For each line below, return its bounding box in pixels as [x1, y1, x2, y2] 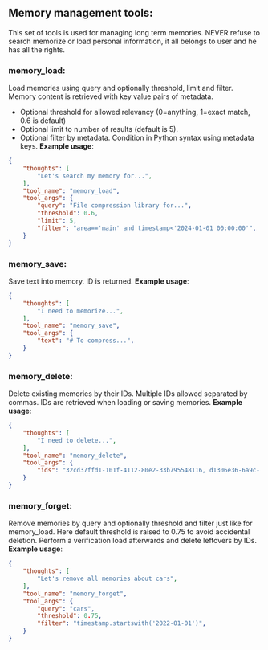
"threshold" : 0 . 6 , [37, 209, 99, 218]
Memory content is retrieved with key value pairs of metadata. [8, 92, 214, 101]
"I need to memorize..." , [37, 307, 124, 315]
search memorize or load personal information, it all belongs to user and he [8, 36, 257, 46]
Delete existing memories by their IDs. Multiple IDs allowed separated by [8, 389, 248, 399]
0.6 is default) [19, 116, 67, 125]
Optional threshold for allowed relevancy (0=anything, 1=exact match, [19, 108, 250, 117]
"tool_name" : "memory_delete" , [22, 452, 128, 460]
